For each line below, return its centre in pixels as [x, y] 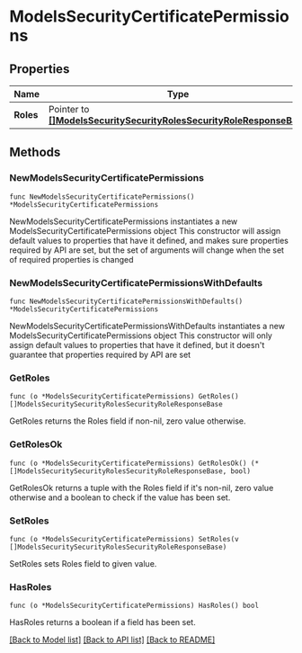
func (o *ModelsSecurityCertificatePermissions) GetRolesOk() [128, 463]
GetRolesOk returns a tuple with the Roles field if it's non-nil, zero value [142, 488]
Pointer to [69, 109]
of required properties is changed [71, 259]
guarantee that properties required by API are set [100, 354]
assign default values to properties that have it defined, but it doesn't [137, 344]
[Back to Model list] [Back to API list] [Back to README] [112, 640]
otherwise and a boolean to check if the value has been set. [120, 497]
